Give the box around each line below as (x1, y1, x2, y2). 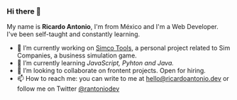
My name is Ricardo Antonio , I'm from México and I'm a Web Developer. (6, 23, 219, 31)
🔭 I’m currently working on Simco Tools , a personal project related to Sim (16, 44, 231, 52)
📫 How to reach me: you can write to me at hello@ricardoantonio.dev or (16, 74, 230, 83)
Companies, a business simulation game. (16, 51, 138, 60)
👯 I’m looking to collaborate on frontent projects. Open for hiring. (16, 67, 206, 75)
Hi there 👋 (6, 6, 42, 16)
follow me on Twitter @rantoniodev (16, 84, 120, 93)
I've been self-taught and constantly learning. (6, 30, 140, 38)
